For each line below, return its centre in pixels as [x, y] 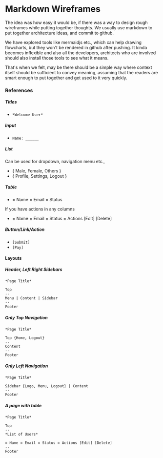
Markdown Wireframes [53, 9]
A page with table [23, 405]
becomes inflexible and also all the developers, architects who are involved [81, 53]
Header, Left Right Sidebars [34, 269]
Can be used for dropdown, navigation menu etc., [55, 161]
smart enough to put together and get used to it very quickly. [66, 78]
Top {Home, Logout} [25, 338]
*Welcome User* [28, 115]
